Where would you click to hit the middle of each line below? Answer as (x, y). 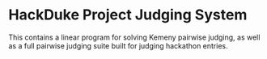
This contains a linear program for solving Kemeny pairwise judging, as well (134, 37)
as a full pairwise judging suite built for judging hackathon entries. (118, 45)
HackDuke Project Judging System (128, 15)
